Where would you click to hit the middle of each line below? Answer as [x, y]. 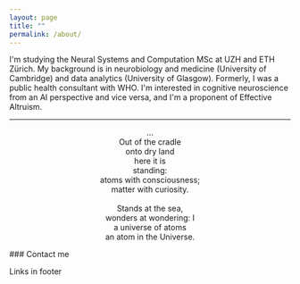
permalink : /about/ [46, 34]
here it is [150, 161]
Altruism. [26, 107]
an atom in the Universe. [150, 237]
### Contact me [39, 255]
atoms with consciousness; [150, 180]
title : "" [28, 26]
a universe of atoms [150, 228]
